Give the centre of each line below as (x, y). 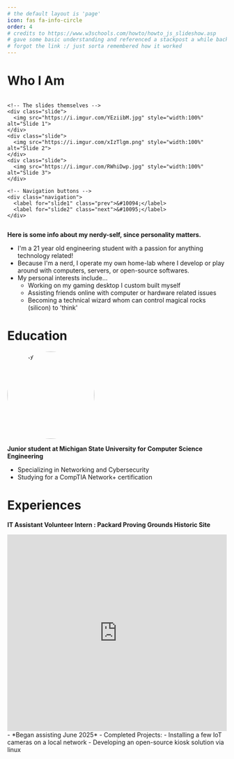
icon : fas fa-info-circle (45, 20)
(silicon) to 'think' (53, 308)
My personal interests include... (62, 277)
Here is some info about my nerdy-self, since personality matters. (104, 234)
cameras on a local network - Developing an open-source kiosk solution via (116, 742)
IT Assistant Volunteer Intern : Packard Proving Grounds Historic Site (109, 524)
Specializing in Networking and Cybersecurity (83, 470)
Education (37, 336)
